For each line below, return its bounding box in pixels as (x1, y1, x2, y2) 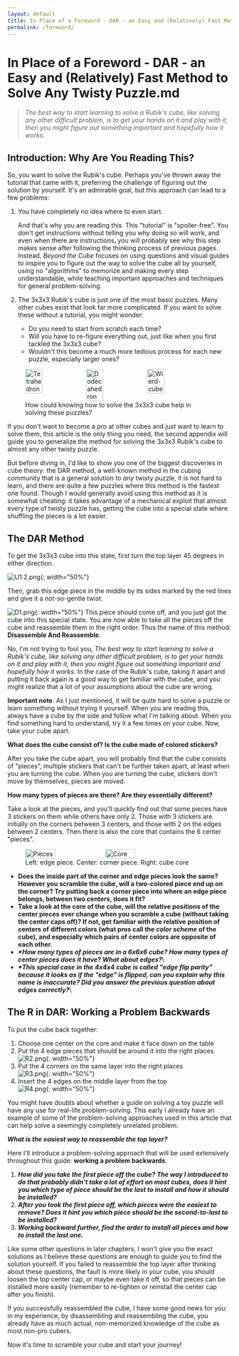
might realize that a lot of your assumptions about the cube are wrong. (7, 682, 213, 690)
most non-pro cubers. (7, 1326, 72, 1335)
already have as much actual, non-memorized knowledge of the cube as (7, 1319, 220, 1327)
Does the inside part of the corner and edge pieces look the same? (17, 872, 218, 880)
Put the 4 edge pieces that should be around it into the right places (17, 1046, 214, 1055)
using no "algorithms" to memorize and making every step (17, 267, 189, 275)
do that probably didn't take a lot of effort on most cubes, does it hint (17, 1178, 227, 1186)
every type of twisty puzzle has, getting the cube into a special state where (7, 504, 228, 513)
